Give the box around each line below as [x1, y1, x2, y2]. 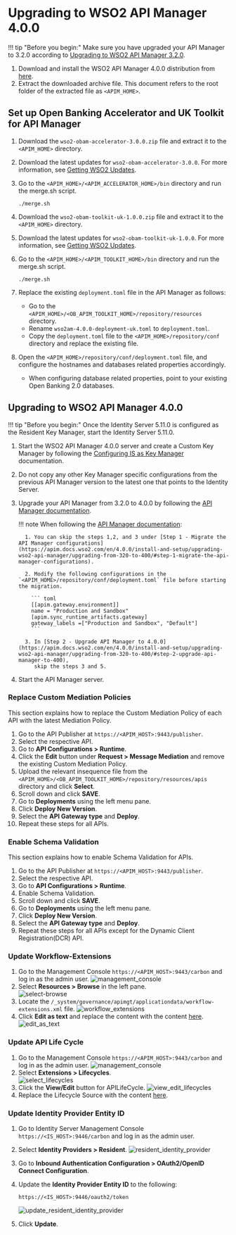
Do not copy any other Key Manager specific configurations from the [18, 470, 218, 479]
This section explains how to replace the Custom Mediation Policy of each [8, 709, 222, 717]
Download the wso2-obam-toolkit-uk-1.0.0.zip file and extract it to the [18, 213, 224, 221]
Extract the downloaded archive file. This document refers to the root [18, 79, 218, 87]
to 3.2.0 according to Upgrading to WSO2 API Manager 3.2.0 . [8, 51, 185, 59]
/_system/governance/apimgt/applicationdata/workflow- [51, 999, 215, 1006]
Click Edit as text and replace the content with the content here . [18, 1012, 204, 1021]
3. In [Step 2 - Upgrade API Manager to [25, 638, 145, 645]
